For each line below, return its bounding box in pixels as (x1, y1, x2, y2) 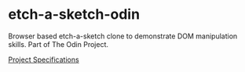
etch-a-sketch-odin (8, 5, 140, 23)
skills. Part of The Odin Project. (8, 39, 108, 49)
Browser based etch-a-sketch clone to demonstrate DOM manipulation (8, 31, 238, 41)
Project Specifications (8, 55, 80, 64)
